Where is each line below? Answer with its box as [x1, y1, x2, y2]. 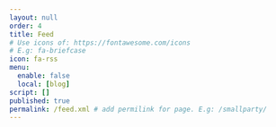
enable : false [17, 72, 70, 80]
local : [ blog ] [17, 80, 70, 89]
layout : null [9, 13, 58, 22]
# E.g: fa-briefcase [9, 47, 87, 55]
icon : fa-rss [9, 55, 58, 63]
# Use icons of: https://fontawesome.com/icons [9, 38, 191, 47]
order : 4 [9, 21, 42, 30]
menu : [9, 63, 30, 72]
